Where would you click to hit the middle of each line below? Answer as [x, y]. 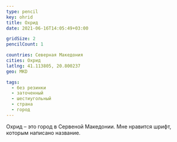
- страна [22, 104]
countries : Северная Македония [45, 55]
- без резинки [29, 88]
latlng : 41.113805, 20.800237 [44, 66]
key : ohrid [20, 17]
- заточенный [28, 93]
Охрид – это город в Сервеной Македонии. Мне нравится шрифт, [89, 126]
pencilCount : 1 [25, 44]
